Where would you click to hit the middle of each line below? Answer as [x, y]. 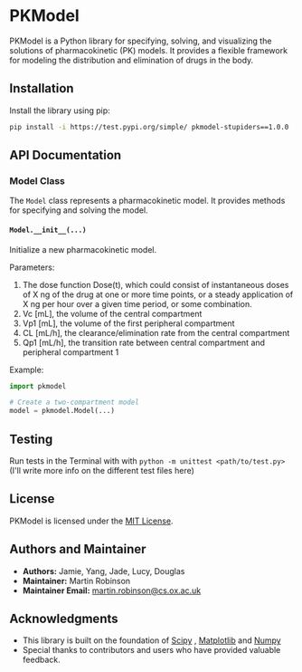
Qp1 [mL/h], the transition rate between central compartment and [143, 342]
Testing [31, 439]
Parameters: [32, 267]
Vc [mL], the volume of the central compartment [112, 313]
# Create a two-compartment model [75, 403]
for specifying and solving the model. [79, 210]
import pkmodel [38, 386]
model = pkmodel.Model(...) [62, 411]
